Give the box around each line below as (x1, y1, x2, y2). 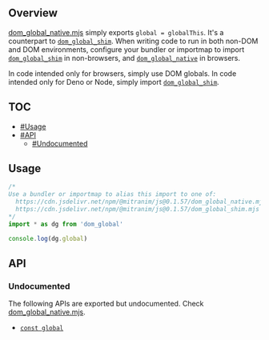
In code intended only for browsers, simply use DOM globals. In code (8, 68, 237, 78)
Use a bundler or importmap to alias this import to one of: (8, 190, 217, 198)
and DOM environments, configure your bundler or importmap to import (8, 44, 245, 54)
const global (19, 324, 64, 333)
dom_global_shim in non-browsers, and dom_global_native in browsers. (8, 53, 241, 62)
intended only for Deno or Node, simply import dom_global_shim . (8, 77, 220, 86)
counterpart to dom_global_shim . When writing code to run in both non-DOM (8, 36, 259, 46)
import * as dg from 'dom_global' (8, 220, 124, 228)
